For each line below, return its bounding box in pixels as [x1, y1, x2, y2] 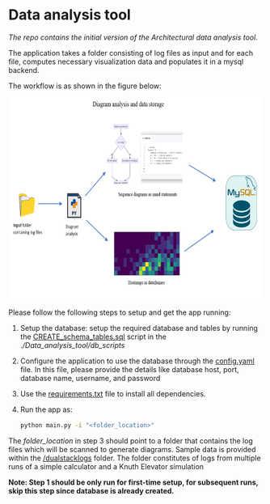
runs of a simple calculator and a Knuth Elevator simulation [8, 461, 205, 471]
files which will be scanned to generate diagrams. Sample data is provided [8, 444, 256, 454]
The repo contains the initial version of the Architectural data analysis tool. [8, 32, 259, 42]
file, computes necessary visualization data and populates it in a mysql [8, 57, 244, 66]
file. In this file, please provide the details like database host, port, [19, 364, 240, 374]
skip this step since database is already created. [8, 485, 175, 495]
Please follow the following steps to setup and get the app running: [8, 307, 231, 317]
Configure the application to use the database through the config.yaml [19, 356, 255, 366]
